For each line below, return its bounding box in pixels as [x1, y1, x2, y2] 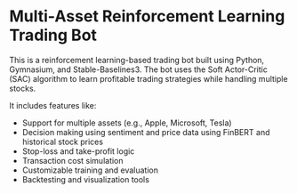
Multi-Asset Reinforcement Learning [9, 6, 285, 27]
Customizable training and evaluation [21, 165, 158, 175]
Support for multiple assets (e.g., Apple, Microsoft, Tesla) [21, 117, 233, 128]
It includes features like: [9, 100, 97, 110]
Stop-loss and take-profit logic [21, 145, 135, 157]
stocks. [9, 83, 36, 93]
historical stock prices [21, 136, 104, 147]
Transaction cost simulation [21, 155, 124, 166]
